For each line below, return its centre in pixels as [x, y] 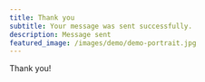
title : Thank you [42, 18]
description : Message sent [60, 34]
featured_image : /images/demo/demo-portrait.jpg [103, 43]
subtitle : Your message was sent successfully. [101, 26]
